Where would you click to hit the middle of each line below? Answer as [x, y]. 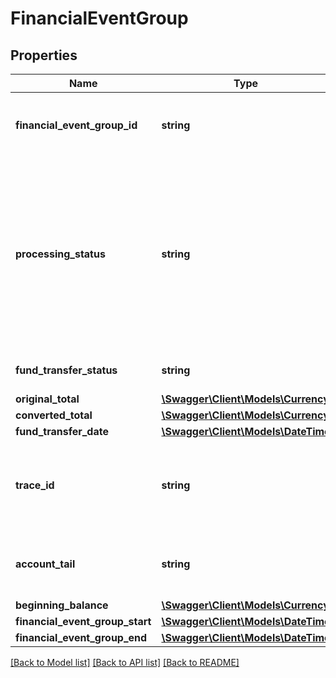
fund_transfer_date [62, 431]
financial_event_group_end [81, 637]
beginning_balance [62, 605]
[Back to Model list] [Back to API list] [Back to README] [125, 662]
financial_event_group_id [76, 125]
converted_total [54, 415]
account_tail [45, 564]
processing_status [60, 254]
